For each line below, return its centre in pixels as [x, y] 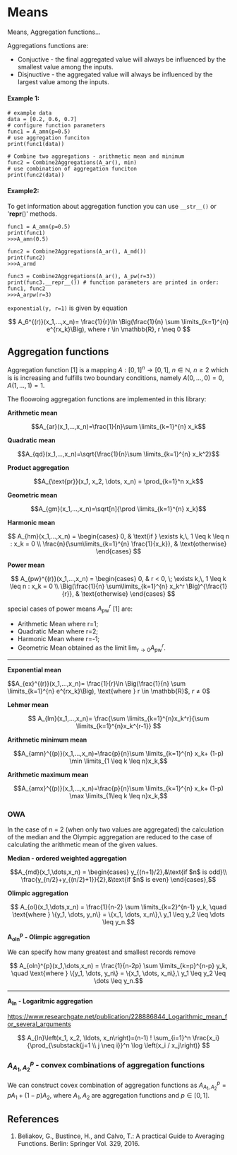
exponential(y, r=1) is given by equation [68, 308]
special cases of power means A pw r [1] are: [70, 609]
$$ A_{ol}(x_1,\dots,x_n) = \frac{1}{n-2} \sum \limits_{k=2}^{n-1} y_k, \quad [119, 907]
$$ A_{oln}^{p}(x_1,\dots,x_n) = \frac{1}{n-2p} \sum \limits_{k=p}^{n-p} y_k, [119, 966]
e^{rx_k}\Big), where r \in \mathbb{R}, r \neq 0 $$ [119, 329]
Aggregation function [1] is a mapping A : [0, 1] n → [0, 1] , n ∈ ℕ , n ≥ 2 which [118, 369]
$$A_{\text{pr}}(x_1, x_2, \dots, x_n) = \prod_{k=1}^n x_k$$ [119, 481]
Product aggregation [38, 467]
